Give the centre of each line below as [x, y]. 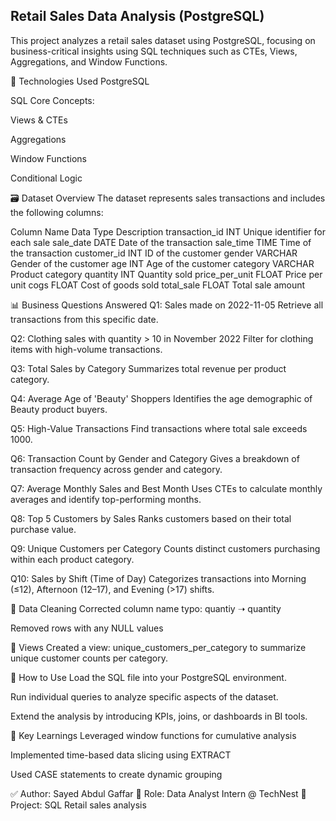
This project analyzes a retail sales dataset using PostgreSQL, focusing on [163, 40]
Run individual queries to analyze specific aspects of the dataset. [144, 696]
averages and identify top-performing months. [106, 499]
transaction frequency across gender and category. [116, 469]
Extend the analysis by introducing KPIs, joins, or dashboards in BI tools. [159, 716]
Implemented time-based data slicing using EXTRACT [121, 755]
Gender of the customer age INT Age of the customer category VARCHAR [162, 263]
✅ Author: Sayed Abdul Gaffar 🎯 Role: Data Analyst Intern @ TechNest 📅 [158, 793]
